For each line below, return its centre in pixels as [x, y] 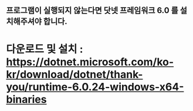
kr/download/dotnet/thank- [75, 74]
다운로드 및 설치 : [45, 49]
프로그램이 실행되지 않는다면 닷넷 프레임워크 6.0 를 [92, 11]
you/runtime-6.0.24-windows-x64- [95, 87]
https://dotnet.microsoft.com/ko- [90, 62]
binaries [26, 99]
